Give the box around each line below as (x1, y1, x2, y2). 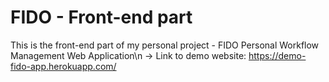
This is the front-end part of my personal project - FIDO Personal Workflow (10, 39, 320, 51)
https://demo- (248, 49, 307, 61)
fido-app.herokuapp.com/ (10, 60, 117, 72)
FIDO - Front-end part (10, 6, 193, 29)
